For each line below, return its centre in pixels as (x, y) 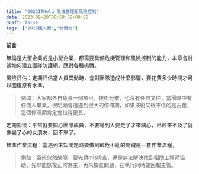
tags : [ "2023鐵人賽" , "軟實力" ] (42, 28)
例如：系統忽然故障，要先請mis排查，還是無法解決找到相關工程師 (100, 157)
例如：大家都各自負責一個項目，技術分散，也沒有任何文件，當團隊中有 (106, 98)
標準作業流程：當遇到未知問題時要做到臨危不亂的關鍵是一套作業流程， (92, 145)
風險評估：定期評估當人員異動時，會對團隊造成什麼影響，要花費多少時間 (94, 78)
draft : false (22, 22)
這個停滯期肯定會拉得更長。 (54, 113)
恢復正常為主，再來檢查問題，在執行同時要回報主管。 (111, 165)
